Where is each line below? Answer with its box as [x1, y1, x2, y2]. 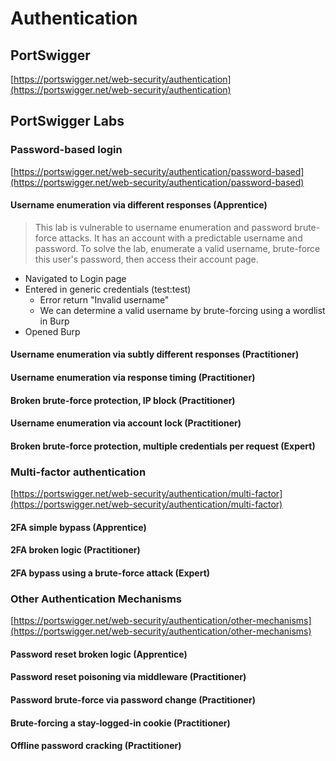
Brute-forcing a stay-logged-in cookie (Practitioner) [10, 717, 231, 729]
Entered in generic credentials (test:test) [24, 283, 192, 295]
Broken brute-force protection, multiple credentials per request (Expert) [10, 440, 316, 452]
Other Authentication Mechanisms [10, 592, 183, 606]
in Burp [39, 315, 70, 327]
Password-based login [10, 143, 123, 157]
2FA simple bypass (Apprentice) [10, 521, 147, 533]
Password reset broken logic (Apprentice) [10, 648, 188, 660]
